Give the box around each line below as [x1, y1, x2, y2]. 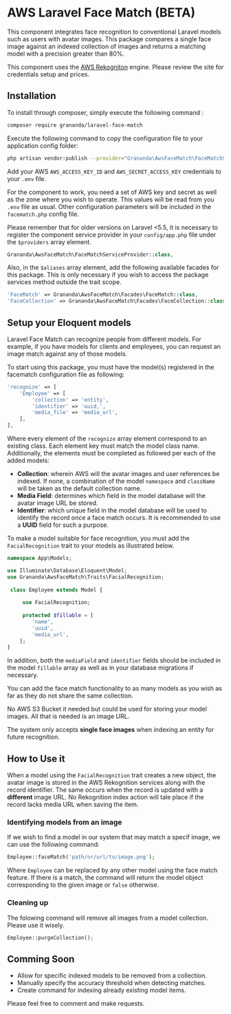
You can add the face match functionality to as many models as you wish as [7, 684, 222, 693]
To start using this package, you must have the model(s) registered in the [7, 363, 214, 371]
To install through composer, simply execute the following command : [7, 108, 204, 116]
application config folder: [7, 141, 78, 149]
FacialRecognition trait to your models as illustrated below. [7, 541, 175, 550]
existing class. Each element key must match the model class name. [7, 442, 199, 450]
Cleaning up [7, 898, 49, 907]
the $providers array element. [7, 237, 91, 246]
